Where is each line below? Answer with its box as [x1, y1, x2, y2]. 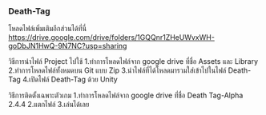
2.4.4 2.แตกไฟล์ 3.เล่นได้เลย [8, 100, 90, 109]
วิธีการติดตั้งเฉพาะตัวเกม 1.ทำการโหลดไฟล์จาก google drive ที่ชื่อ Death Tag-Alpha [8, 90, 244, 101]
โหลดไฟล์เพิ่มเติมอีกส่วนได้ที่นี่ [8, 24, 87, 34]
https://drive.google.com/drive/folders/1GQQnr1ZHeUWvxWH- [8, 33, 215, 42]
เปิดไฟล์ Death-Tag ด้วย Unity [29, 74, 118, 85]
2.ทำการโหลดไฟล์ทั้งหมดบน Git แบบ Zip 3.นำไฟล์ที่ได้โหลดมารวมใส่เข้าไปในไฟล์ [8, 65, 227, 75]
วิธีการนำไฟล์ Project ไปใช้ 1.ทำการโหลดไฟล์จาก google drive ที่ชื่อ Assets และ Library [8, 57, 259, 66]
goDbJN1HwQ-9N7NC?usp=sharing [8, 42, 127, 51]
